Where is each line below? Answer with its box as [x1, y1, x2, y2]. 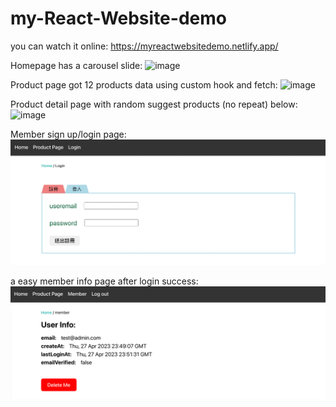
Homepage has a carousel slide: [10, 59, 143, 71]
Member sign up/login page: [10, 128, 127, 140]
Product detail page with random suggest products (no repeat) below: [10, 98, 298, 110]
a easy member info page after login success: [10, 275, 199, 287]
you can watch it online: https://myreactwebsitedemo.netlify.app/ [10, 40, 279, 52]
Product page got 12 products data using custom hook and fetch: [10, 78, 278, 91]
